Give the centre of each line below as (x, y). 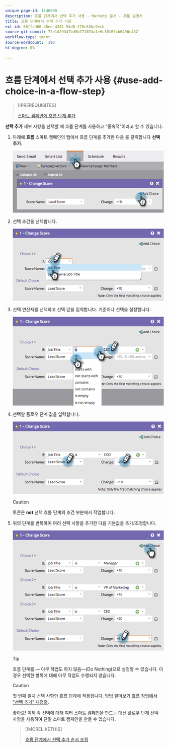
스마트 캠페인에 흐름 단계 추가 (46, 115)
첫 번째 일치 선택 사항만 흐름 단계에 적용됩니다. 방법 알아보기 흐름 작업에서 (85, 696)
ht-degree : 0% (20, 48)
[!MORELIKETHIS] (44, 729)
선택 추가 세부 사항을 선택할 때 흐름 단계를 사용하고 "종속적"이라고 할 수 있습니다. (84, 126)
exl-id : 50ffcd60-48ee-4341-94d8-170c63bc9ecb (55, 27)
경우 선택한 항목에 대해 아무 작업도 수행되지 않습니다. (64, 676)
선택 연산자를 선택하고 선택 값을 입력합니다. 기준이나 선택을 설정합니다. (81, 309)
